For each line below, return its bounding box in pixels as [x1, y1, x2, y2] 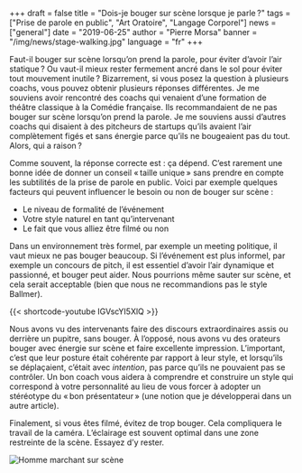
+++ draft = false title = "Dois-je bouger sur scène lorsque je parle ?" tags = [9, 8, 291, 18]
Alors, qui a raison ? [9, 140, 83, 151]
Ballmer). [9, 289, 43, 299]
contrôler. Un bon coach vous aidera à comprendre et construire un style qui [9, 372, 294, 382]
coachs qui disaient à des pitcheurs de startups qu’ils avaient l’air [9, 121, 252, 132]
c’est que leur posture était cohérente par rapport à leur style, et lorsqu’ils [9, 352, 284, 363]
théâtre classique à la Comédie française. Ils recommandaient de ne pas [9, 102, 278, 112]
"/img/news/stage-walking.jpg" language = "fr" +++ [9, 36, 204, 47]
